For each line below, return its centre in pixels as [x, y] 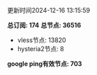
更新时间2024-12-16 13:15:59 [49, 10]
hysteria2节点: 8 [40, 49]
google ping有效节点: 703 [45, 64]
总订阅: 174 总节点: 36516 [44, 25]
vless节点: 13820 [42, 40]
